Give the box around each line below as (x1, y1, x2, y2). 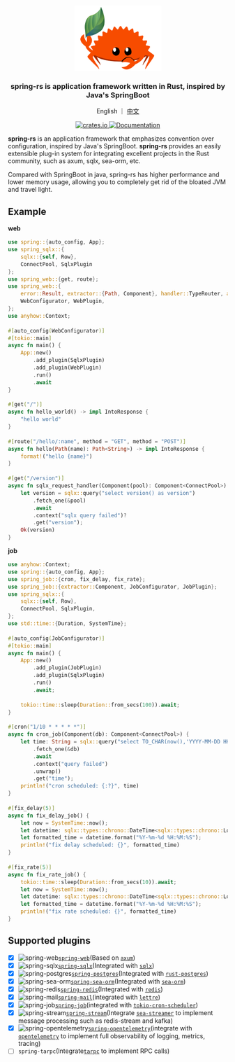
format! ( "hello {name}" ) (20, 453, 93, 460)
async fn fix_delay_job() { (8, 812, 90, 819)
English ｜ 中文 (96, 107, 139, 116)
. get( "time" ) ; (33, 775, 74, 782)
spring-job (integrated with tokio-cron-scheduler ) (55, 1001, 198, 1009)
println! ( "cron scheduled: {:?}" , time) (20, 783, 139, 790)
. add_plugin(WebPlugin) (33, 364, 102, 372)
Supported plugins (8, 935, 91, 946)
